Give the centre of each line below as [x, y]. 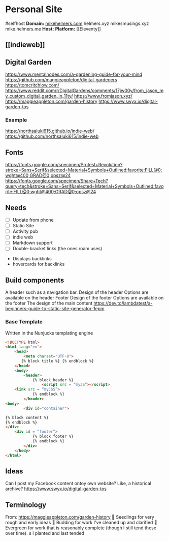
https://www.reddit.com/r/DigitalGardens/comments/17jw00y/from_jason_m [84, 91]
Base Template [24, 322]
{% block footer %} [53, 437]
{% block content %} [27, 417]
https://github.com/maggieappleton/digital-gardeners [61, 80]
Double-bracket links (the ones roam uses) [57, 249]
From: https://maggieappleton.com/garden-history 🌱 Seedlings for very [80, 517]
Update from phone [33, 220]
